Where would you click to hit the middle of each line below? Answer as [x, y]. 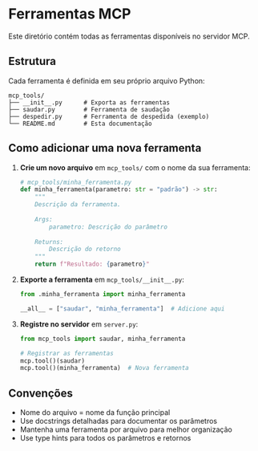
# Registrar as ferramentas [67, 353]
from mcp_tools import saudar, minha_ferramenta [103, 339]
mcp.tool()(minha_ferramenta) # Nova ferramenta [105, 368]
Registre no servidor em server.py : [79, 324]
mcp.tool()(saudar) [52, 361]
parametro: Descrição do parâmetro [109, 227]
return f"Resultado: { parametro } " [92, 264]
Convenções [41, 393]
